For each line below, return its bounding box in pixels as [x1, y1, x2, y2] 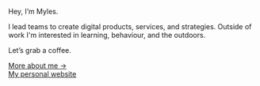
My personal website [8, 69, 77, 78]
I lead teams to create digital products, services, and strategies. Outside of [8, 22, 252, 31]
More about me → [8, 61, 67, 70]
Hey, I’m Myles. [8, 7, 59, 16]
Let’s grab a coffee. [8, 46, 71, 54]
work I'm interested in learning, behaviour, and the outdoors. [8, 31, 206, 39]
